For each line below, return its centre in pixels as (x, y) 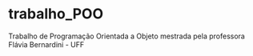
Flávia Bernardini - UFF (46, 44)
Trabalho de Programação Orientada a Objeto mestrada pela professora (127, 36)
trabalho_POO (56, 14)
